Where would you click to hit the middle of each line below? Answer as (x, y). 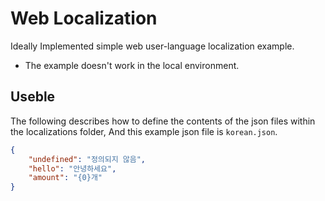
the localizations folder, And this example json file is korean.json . (144, 131)
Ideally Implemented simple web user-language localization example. (152, 46)
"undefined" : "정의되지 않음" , (87, 159)
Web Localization (84, 18)
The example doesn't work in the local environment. (132, 65)
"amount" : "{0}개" (65, 178)
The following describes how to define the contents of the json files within (163, 121)
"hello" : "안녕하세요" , (72, 168)
